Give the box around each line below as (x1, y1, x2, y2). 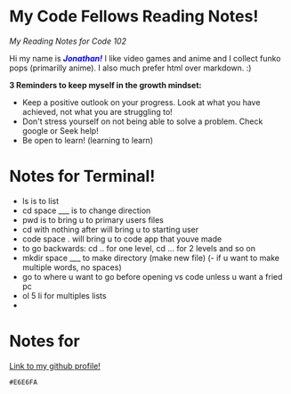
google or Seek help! (21, 125, 100, 135)
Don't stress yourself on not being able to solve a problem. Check (21, 116, 263, 127)
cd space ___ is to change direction (21, 205, 151, 216)
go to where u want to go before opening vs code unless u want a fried (21, 271, 283, 282)
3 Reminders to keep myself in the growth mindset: (9, 79, 202, 90)
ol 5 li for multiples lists (21, 290, 107, 300)
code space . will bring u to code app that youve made (21, 234, 222, 244)
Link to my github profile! (9, 360, 101, 371)
